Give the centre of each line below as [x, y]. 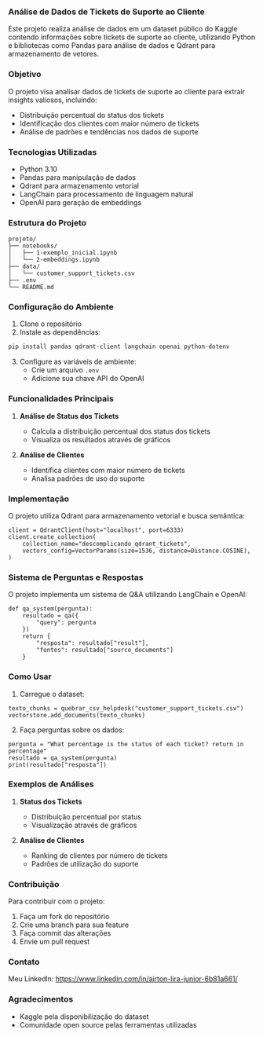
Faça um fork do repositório [64, 917]
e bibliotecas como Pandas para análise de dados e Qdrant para [112, 46]
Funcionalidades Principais [61, 399]
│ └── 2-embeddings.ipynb [54, 260]
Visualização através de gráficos [84, 825]
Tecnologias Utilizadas [53, 152]
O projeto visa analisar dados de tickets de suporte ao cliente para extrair [127, 91]
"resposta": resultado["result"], [93, 643]
